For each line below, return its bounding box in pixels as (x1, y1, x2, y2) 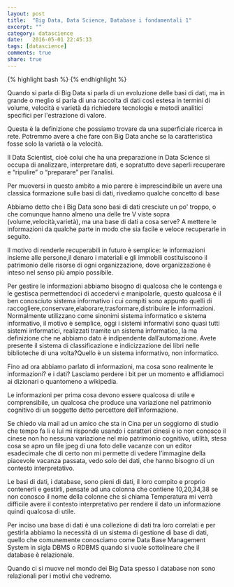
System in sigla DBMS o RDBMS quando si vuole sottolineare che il (7, 543, 200, 551)
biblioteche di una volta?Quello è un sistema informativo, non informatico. (7, 348, 219, 357)
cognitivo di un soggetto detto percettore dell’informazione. (7, 406, 179, 414)
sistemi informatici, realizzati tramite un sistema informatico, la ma (7, 326, 198, 335)
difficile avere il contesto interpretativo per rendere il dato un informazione (7, 499, 221, 508)
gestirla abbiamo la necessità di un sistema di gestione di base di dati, (7, 528, 209, 537)
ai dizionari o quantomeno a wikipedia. (7, 377, 119, 385)
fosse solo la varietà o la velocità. (7, 139, 103, 148)
